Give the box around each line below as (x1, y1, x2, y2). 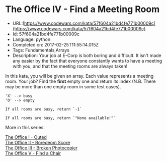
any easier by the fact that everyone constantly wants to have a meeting (12, 58, 162, 64)
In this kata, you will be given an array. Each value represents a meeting (5, 73, 154, 79)
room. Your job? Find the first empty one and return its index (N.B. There (5, 78, 156, 84)
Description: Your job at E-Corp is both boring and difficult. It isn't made (12, 52, 162, 59)
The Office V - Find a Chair (5, 150, 61, 156)
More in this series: (5, 124, 45, 130)
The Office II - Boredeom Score (5, 139, 70, 145)
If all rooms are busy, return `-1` (5, 106, 82, 112)
